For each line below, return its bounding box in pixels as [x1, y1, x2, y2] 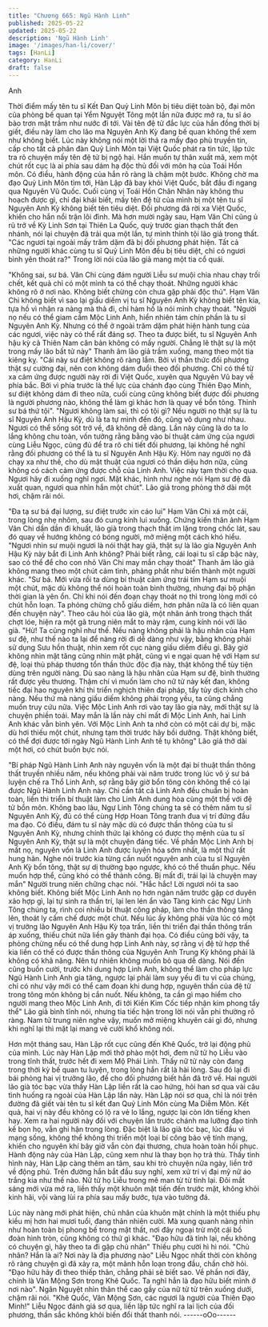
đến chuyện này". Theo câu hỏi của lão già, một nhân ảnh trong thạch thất [8, 608, 253, 618]
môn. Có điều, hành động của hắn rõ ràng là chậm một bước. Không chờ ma [8, 169, 258, 178]
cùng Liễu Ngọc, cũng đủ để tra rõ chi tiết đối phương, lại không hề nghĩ [8, 439, 246, 449]
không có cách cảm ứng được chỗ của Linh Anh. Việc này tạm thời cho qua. [8, 465, 258, 475]
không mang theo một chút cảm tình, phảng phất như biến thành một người [8, 566, 256, 575]
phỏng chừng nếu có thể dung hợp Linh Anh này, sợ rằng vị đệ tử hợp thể [8, 938, 250, 948]
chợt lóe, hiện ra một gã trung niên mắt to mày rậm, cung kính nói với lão [8, 617, 247, 627]
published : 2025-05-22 [8, 19, 84, 27]
